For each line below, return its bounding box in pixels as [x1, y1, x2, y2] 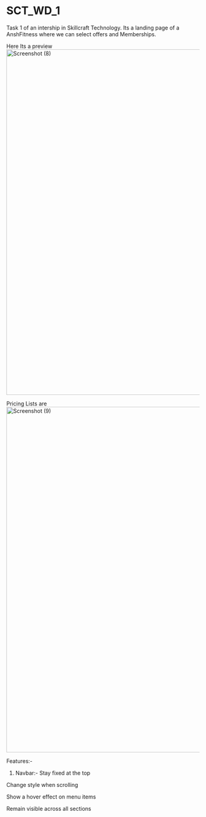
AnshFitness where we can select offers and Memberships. [6, 30, 156, 37]
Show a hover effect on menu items [6, 793, 96, 800]
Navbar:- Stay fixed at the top [15, 769, 91, 776]
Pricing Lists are [6, 400, 47, 407]
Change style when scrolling [6, 781, 78, 788]
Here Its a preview [6, 42, 53, 50]
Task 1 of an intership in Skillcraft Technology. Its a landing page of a [6, 24, 180, 31]
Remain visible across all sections [6, 805, 91, 812]
